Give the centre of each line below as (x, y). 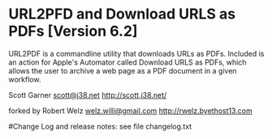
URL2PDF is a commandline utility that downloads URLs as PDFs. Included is (136, 53)
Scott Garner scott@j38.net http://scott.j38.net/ (88, 95)
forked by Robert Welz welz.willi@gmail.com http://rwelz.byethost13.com (131, 111)
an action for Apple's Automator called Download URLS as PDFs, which (127, 62)
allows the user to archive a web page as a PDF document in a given (123, 70)
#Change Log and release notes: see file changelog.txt (100, 126)
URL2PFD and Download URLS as (122, 14)
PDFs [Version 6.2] (73, 31)
